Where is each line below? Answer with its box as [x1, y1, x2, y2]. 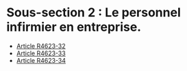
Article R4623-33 [16, 49, 66, 57]
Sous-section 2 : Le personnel [6, 5, 181, 20]
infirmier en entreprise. [6, 19, 142, 35]
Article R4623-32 [16, 42, 66, 50]
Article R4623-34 [16, 56, 66, 64]
